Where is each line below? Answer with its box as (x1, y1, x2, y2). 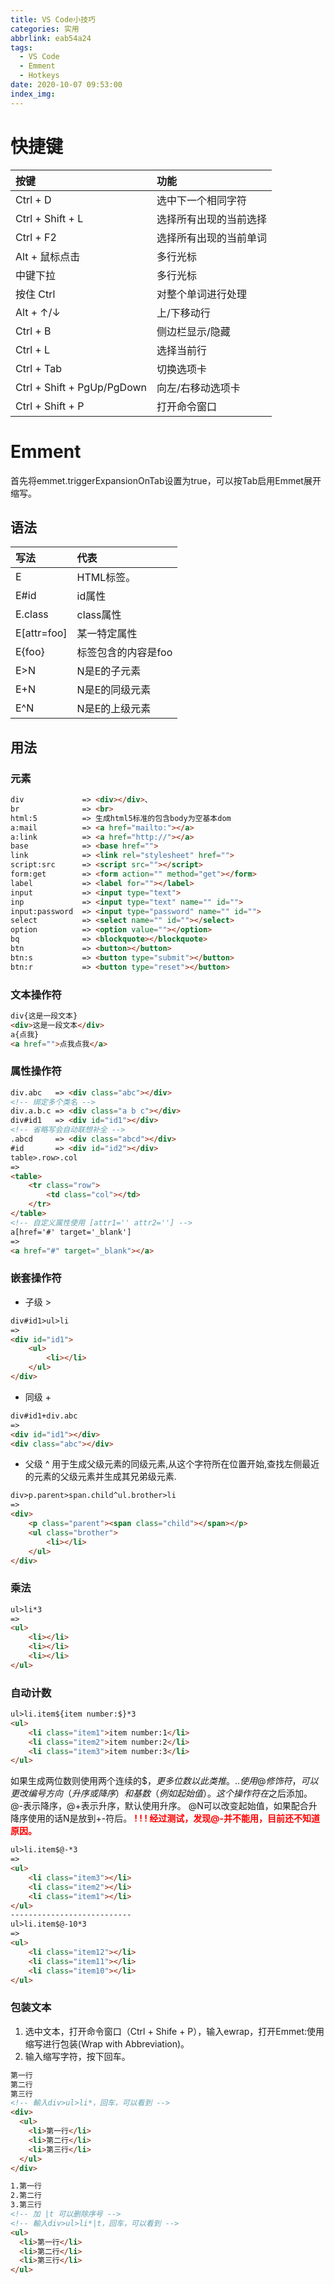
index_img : (10, 89, 56, 99)
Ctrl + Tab (15, 361, 62, 375)
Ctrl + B (15, 324, 52, 338)
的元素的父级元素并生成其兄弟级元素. (24, 1471, 177, 1483)
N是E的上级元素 (76, 702, 152, 716)
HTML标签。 (76, 571, 137, 585)
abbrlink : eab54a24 (10, 33, 92, 43)
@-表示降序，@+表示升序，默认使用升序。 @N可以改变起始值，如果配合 (10, 1800, 309, 1812)
